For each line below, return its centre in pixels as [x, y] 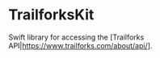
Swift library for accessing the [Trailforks [76, 37]
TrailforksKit [51, 15]
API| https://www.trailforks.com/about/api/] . [80, 45]
